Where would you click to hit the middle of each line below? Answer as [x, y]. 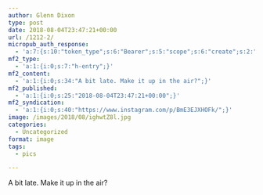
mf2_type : [24, 60]
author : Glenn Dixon [42, 15]
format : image [31, 139]
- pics [26, 153]
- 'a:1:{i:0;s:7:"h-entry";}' [64, 67]
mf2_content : [29, 74]
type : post [26, 23]
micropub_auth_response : [49, 45]
